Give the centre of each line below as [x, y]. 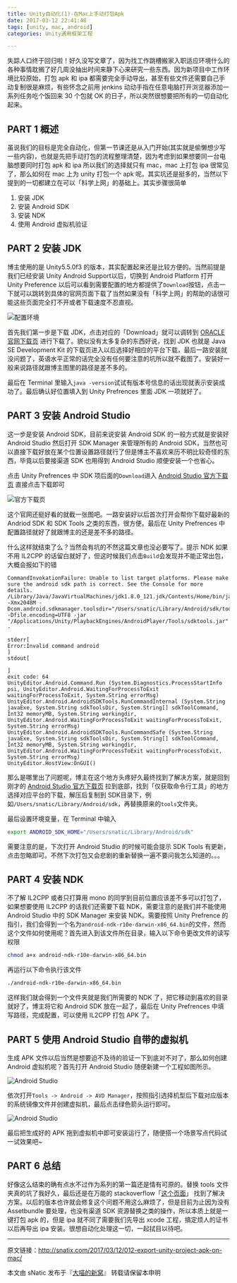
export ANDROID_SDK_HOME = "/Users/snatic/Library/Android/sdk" [101, 832]
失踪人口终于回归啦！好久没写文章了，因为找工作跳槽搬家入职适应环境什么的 [119, 61]
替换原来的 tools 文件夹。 [166, 803]
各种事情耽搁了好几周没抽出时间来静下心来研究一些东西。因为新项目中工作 [115, 70]
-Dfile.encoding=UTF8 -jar [47, 615]
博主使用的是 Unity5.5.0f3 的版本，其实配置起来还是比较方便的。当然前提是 [116, 267]
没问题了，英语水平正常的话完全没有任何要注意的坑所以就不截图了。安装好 [115, 359]
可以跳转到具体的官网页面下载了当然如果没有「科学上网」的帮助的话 [118, 293]
